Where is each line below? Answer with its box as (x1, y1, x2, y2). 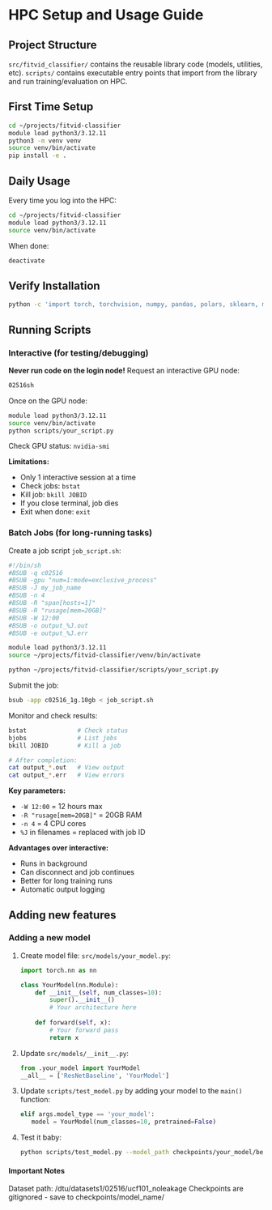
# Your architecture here (49, 1003, 137, 1012)
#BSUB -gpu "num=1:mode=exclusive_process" (8, 577, 158, 585)
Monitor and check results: (8, 710, 98, 720)
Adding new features (8, 908, 117, 922)
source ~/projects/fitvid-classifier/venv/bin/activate (8, 651, 201, 659)
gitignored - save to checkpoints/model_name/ (8, 1192, 164, 1202)
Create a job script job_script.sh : (8, 545, 121, 556)
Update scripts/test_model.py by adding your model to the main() (19, 1086, 243, 1096)
